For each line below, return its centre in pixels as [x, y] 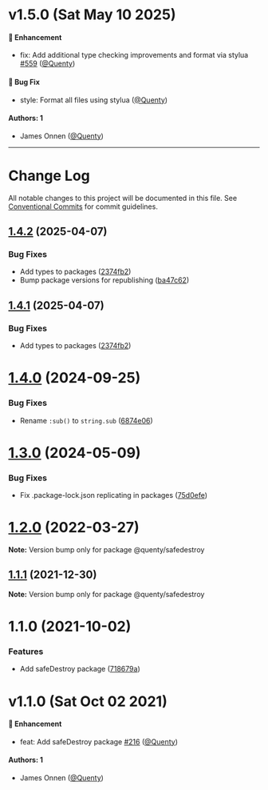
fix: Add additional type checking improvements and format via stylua [134, 55]
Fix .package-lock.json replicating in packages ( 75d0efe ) [114, 495]
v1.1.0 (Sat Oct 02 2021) [88, 701]
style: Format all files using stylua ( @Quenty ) [94, 100]
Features [26, 652]
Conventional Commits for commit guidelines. [83, 207]
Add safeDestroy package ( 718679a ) [80, 669]
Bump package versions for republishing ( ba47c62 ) [104, 280]
